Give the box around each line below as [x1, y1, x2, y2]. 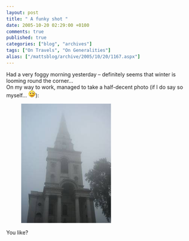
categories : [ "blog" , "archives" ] [6, 41, 93, 47]
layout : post [6, 10, 39, 16]
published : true [6, 35, 47, 41]
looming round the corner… [6, 77, 74, 84]
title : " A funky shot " [6, 16, 68, 22]
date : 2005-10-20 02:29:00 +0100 [6, 22, 90, 28]
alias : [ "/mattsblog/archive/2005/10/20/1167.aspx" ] [6, 54, 141, 60]
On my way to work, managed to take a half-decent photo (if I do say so [6, 84, 184, 91]
